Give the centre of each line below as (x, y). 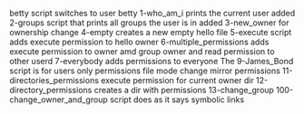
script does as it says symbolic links (177, 100)
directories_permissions (54, 80)
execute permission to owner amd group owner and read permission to (142, 52)
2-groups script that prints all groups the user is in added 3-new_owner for (149, 23)
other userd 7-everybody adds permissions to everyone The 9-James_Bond (152, 61)
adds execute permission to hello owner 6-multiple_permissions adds (139, 42)
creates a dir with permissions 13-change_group (184, 90)
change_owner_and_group (59, 100)
